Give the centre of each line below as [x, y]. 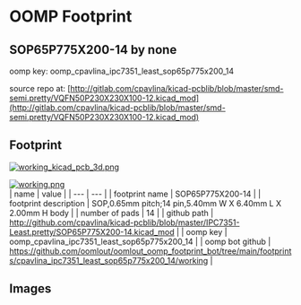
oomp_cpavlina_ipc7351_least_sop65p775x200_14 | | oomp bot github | [140, 241]
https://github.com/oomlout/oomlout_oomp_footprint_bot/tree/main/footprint [150, 251]
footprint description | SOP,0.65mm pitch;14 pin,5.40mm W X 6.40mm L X [146, 203]
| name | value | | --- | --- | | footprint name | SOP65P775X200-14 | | [135, 194]
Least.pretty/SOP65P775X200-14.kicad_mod [92, 231]
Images [30, 289]
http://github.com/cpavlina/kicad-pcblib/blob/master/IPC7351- [125, 222]
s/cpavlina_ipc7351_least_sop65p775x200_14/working [109, 260]
